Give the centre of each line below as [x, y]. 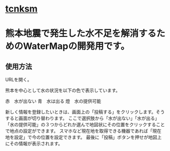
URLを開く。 [19, 80]
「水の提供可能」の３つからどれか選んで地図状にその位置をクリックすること [85, 125]
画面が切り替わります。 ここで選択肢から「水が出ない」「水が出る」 [89, 118]
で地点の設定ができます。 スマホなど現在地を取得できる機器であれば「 [79, 131]
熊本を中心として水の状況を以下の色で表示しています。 [63, 90]
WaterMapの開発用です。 [76, 46]
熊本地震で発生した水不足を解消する [81, 34]
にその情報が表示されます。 [34, 144]
